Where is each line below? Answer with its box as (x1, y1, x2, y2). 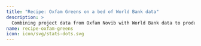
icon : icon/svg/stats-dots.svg (6, 31, 84, 37)
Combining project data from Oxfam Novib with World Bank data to (11, 20, 181, 26)
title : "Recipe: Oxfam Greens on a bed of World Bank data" (6, 8, 160, 15)
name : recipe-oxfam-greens (6, 25, 74, 32)
